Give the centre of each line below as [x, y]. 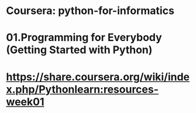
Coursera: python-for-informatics [90, 11]
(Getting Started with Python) [79, 50]
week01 [25, 102]
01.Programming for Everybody [84, 38]
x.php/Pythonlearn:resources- [82, 89]
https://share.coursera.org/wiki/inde [98, 77]
